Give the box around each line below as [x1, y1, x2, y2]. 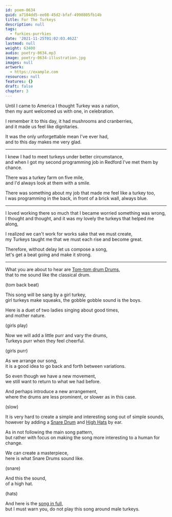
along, [5, 221, 19, 227]
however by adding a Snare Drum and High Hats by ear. [5, 419, 123, 425]
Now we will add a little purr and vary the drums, [5, 332, 108, 338]
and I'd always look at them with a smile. [5, 180, 91, 186]
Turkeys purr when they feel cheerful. [5, 338, 85, 344]
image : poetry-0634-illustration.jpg [5, 55, 86, 60]
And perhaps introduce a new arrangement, [5, 388, 98, 395]
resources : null [5, 74, 40, 79]
